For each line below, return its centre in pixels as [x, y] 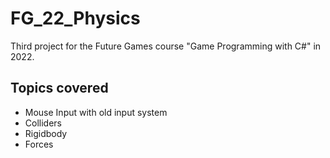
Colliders [43, 123]
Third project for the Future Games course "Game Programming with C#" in [166, 46]
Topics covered [59, 88]
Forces [39, 144]
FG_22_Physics [75, 18]
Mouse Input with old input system [96, 112]
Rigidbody [46, 133]
